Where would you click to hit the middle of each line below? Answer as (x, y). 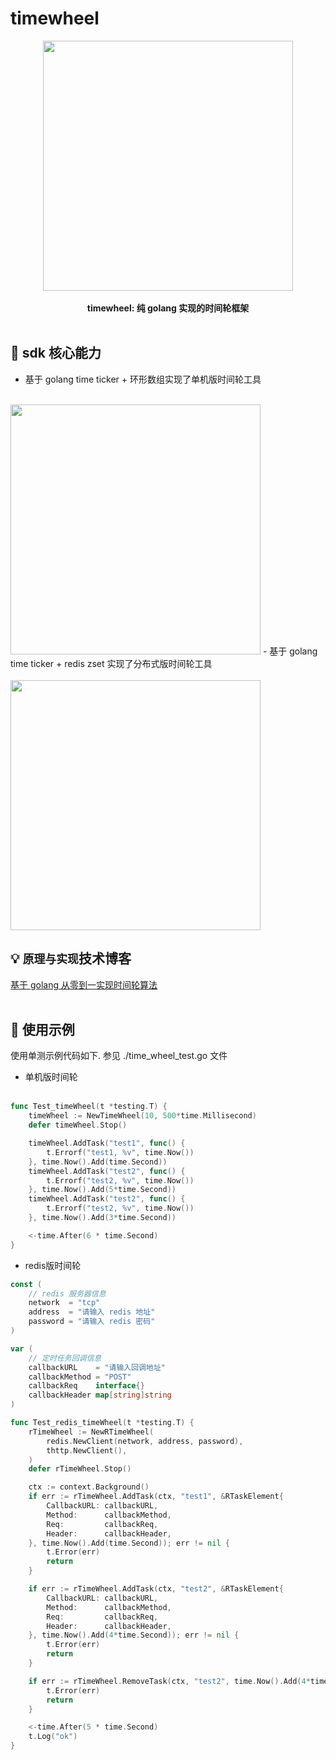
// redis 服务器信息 (67, 1293)
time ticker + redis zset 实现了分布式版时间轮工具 (111, 663)
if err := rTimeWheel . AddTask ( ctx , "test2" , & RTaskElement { (156, 1589)
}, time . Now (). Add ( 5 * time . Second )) (102, 1190)
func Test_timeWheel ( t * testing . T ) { (89, 1107)
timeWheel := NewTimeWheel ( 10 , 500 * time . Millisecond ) (142, 1116)
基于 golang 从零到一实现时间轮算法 (84, 984)
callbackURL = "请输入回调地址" (97, 1367)
